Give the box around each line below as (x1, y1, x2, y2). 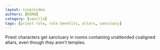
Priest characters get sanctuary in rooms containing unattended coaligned (5, 34, 156, 40)
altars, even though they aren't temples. (5, 40, 86, 46)
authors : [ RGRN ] (5, 12, 38, 17)
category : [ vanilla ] (5, 16, 48, 21)
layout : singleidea (5, 7, 45, 12)
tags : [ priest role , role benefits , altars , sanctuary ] (5, 21, 122, 26)
